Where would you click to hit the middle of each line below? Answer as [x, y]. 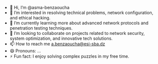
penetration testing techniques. [41, 28]
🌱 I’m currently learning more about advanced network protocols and [79, 23]
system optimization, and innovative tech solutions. [61, 38]
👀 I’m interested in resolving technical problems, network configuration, [81, 13]
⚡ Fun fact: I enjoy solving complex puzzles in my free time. [69, 56]
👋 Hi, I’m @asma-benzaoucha [39, 8]
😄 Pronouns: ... [25, 51]
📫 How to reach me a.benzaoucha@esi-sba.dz [57, 44]
